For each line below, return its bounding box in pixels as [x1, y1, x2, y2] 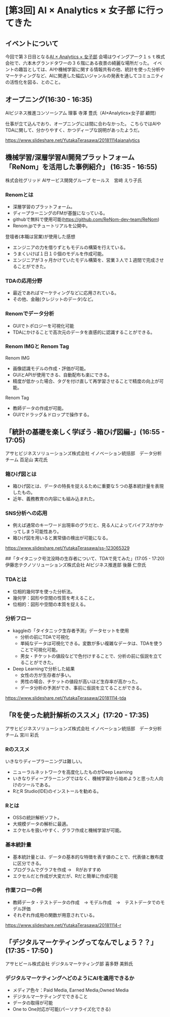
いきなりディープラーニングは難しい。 [5, 758, 85, 764]
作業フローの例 [5, 887, 42, 894]
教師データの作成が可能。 [12, 405, 66, 411]
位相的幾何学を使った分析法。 [12, 588, 75, 594]
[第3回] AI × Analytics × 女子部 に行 [5, 5, 155, 16]
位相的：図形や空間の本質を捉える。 [12, 601, 89, 607]
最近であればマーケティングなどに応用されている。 [12, 290, 119, 296]
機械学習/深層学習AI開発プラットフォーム [5, 153, 135, 162]
